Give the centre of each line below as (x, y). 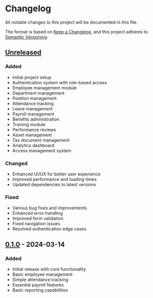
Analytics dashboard (33, 145)
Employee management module (44, 88)
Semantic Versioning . (27, 37)
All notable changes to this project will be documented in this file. (72, 22)
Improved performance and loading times (55, 179)
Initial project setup (32, 77)
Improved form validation (38, 218)
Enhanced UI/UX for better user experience (56, 174)
